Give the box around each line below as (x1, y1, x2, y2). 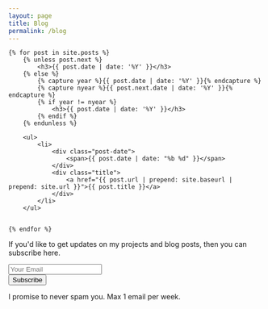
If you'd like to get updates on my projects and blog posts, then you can (8, 240, 248, 249)
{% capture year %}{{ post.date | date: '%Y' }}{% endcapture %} (37, 77, 262, 86)
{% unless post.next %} (23, 56, 103, 65)
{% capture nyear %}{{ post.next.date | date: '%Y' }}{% (37, 84, 232, 93)
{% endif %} (37, 112, 78, 121)
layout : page (8, 11, 52, 20)
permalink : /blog (8, 27, 67, 35)
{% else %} (23, 70, 60, 78)
